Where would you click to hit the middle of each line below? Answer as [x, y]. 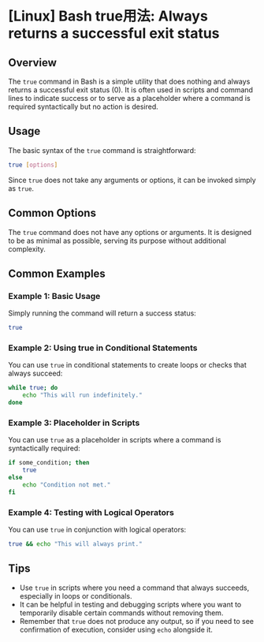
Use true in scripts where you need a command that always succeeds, [134, 588]
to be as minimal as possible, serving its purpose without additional [117, 241]
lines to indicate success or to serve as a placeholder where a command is [129, 98]
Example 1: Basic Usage [54, 296]
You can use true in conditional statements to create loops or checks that [127, 365]
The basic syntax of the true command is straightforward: [102, 150]
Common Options [52, 213]
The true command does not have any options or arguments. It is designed [130, 232]
